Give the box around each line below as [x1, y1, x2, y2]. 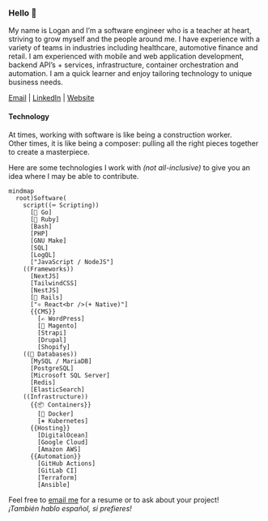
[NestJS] [29, 286, 60, 294]
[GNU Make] [29, 237, 67, 245]
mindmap [8, 186, 35, 195]
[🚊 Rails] [29, 293, 63, 301]
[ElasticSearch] [29, 385, 85, 394]
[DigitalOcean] [37, 431, 89, 439]
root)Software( [15, 194, 67, 202]
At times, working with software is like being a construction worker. [8, 130, 232, 139]
